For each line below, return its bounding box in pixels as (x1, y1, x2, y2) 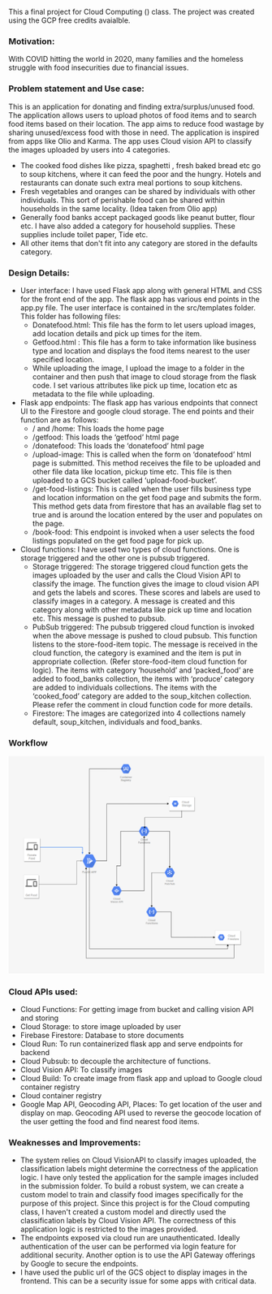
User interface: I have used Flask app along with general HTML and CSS (19, 285, 262, 295)
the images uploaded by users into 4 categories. (8, 145, 171, 154)
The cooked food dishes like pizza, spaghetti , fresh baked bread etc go (19, 160, 261, 170)
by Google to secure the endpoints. (19, 1259, 139, 1269)
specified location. (32, 354, 95, 364)
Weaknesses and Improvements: (8, 1137, 141, 1149)
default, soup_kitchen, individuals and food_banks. (32, 716, 203, 726)
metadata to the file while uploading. (32, 389, 155, 399)
